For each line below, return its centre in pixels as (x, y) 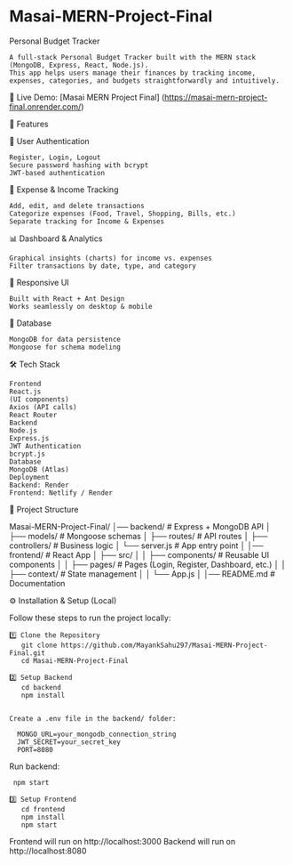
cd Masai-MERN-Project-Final (75, 660)
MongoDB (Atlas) (39, 469)
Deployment (29, 477)
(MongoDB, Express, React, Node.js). (79, 65)
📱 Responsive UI (39, 282)
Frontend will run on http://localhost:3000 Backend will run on (123, 841)
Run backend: (35, 766)
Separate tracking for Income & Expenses (87, 221)
